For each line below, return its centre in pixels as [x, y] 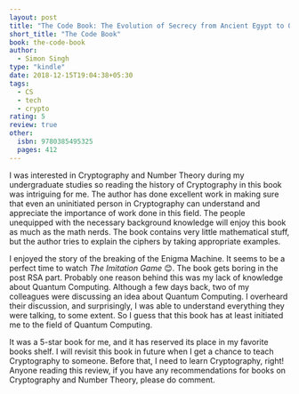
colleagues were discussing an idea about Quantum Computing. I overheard [149, 296]
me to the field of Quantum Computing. [81, 325]
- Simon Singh [43, 59]
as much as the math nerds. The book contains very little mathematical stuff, [149, 231]
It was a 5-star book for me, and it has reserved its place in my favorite [139, 342]
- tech [29, 100]
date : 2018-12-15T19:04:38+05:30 [71, 76]
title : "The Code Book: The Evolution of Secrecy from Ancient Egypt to [147, 26]
